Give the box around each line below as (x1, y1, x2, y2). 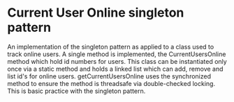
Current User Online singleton (7, 5, 184, 21)
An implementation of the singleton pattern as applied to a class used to (7, 42, 214, 51)
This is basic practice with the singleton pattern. (7, 87, 146, 95)
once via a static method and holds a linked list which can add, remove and (7, 65, 224, 73)
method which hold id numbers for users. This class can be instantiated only (7, 57, 227, 65)
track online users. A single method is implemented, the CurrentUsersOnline (7, 50, 226, 58)
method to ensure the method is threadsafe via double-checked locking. (7, 79, 215, 87)
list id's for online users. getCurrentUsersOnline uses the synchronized (7, 71, 212, 80)
